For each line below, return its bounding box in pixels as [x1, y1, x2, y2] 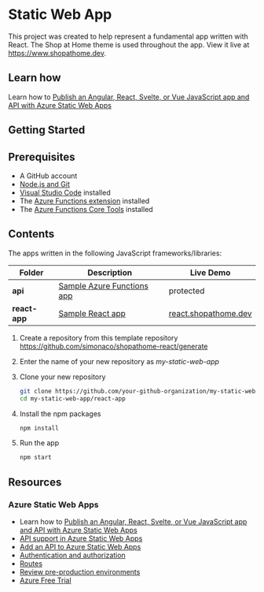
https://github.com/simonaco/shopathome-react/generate [19, 341, 208, 351]
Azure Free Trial [19, 575, 72, 585]
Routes [19, 558, 43, 568]
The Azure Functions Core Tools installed [19, 204, 153, 214]
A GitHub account [19, 171, 78, 181]
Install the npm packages [19, 408, 101, 419]
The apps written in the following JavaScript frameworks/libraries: [8, 248, 222, 258]
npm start [19, 453, 53, 462]
